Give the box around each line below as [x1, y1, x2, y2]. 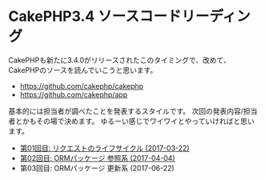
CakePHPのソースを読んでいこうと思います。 [8, 65, 158, 74]
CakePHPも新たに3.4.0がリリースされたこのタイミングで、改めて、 [8, 55, 231, 65]
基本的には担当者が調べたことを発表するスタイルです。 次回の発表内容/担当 [8, 106, 258, 116]
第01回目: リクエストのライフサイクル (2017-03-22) [19, 143, 190, 153]
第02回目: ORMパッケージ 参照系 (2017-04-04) [19, 153, 175, 162]
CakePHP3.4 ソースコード [8, 7, 182, 26]
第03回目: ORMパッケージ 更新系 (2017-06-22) [19, 163, 175, 173]
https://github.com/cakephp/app [19, 90, 128, 99]
